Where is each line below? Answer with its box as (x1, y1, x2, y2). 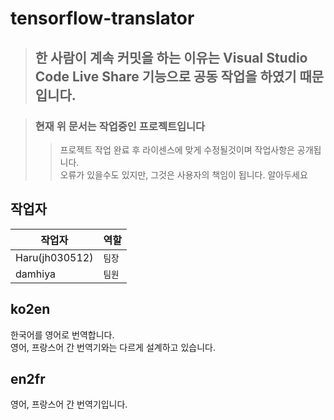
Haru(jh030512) (15, 250, 94, 264)
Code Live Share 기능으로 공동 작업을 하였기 (34, 68, 297, 85)
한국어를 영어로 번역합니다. (10, 328, 115, 341)
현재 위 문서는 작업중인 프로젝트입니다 (34, 119, 206, 133)
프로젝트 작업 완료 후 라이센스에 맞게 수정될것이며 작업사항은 (59, 143, 295, 156)
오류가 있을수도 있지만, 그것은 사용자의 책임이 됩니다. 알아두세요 (59, 168, 308, 181)
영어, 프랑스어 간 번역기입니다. (10, 398, 128, 411)
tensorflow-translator (10, 7, 195, 30)
